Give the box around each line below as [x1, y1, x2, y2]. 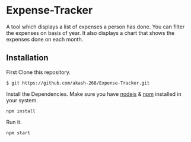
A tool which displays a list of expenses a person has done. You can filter [6, 23, 185, 30]
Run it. [6, 118, 22, 125]
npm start [6, 130, 31, 136]
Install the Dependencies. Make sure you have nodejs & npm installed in [6, 90, 182, 98]
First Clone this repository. [6, 69, 71, 76]
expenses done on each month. [6, 35, 84, 43]
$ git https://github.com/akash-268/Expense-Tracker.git [6, 80, 150, 86]
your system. [6, 96, 39, 104]
